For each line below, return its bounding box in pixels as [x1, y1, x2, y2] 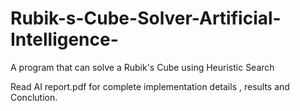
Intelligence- [10, 28, 119, 51]
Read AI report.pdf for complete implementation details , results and [10, 80, 290, 92]
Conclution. [10, 91, 58, 103]
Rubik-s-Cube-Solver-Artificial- [10, 7, 282, 30]
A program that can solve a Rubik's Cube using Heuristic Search [10, 61, 275, 73]
